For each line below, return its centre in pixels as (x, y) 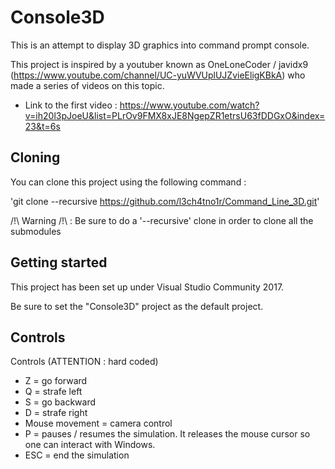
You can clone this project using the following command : (128, 182)
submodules (36, 231)
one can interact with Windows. (90, 445)
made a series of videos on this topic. (87, 85)
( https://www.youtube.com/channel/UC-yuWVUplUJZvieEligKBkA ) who (158, 75)
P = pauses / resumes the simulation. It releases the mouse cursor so (167, 434)
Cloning (35, 157)
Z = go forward (56, 381)
